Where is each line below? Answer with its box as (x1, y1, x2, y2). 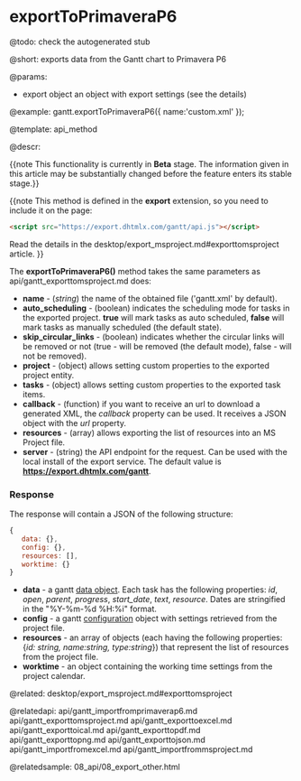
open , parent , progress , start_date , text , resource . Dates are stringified (22, 594, 286, 605)
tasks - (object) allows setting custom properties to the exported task (22, 379, 281, 390)
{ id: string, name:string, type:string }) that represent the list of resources (22, 642, 289, 653)
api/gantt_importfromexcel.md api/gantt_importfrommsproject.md (9, 744, 253, 755)
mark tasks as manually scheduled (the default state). (22, 321, 223, 332)
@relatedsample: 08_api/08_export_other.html (9, 761, 180, 773)
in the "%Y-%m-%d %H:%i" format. (22, 603, 158, 615)
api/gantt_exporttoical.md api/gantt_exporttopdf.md (9, 725, 201, 736)
